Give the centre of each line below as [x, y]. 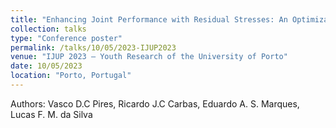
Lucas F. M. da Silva [51, 114]
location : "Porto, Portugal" [71, 76]
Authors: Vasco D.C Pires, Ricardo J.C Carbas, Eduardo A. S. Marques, [155, 103]
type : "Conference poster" [66, 38]
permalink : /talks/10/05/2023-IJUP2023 [93, 47]
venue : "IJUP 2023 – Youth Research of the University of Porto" [149, 57]
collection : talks [48, 29]
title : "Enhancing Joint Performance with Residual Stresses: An [149, 19]
